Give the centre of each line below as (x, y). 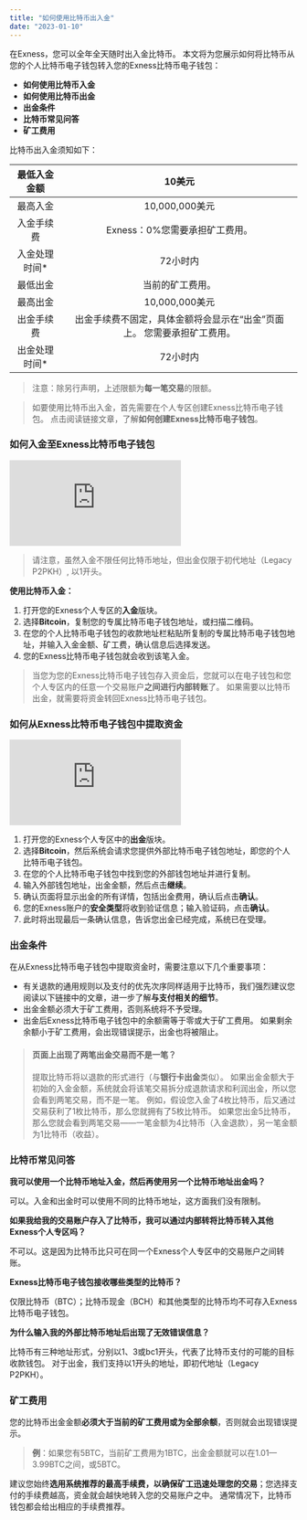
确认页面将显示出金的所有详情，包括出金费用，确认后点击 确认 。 (143, 897)
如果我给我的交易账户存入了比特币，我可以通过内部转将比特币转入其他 (142, 1220)
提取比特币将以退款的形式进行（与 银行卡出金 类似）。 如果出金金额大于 (163, 1077)
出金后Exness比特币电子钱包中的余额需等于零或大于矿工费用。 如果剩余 (158, 1021)
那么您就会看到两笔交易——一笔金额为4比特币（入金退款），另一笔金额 (164, 1122)
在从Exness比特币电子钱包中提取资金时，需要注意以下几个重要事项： (139, 967)
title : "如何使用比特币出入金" (62, 18)
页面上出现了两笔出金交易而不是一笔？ (104, 1054)
